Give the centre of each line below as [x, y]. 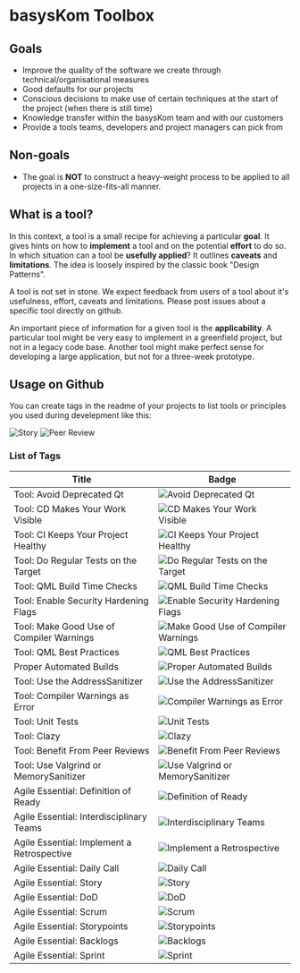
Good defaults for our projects [78, 89]
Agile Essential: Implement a [73, 842]
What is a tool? [51, 214]
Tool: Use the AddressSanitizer [79, 681]
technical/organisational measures [86, 80]
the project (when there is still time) [87, 108]
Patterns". [28, 274]
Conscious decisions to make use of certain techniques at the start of [150, 98]
